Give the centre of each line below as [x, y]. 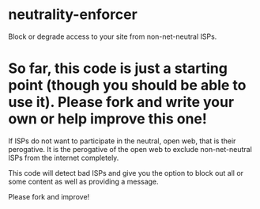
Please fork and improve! [49, 196]
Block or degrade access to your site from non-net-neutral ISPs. [113, 36]
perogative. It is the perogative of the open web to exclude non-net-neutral [130, 149]
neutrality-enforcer [73, 15]
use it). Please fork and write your [121, 103]
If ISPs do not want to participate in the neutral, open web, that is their [122, 141]
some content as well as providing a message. [84, 181]
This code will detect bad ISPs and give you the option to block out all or [126, 173]
